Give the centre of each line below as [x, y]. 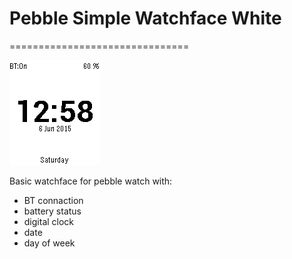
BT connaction [53, 200]
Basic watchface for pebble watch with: [91, 181]
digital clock [49, 221]
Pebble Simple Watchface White [145, 18]
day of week [49, 243]
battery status [52, 211]
